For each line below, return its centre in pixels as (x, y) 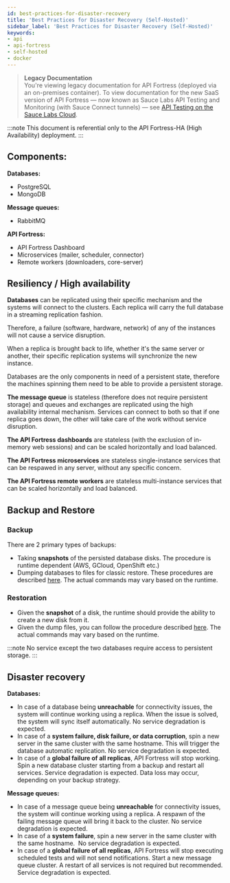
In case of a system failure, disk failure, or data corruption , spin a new (118, 736)
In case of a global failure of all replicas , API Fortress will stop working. (118, 758)
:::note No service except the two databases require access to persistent (110, 648)
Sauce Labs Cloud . (50, 114)
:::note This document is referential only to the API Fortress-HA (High (105, 127)
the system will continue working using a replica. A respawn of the (111, 814)
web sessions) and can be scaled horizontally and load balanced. (125, 447)
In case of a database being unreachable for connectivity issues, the (115, 707)
